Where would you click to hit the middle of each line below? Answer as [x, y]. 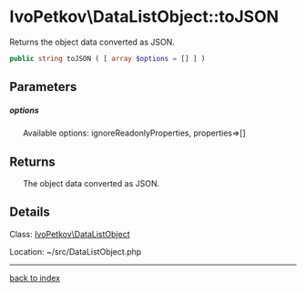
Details [30, 212]
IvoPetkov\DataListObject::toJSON [144, 17]
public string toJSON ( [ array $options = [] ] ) [107, 58]
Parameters [43, 87]
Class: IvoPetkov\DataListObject [70, 234]
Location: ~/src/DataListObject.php [76, 251]
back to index [35, 277]
